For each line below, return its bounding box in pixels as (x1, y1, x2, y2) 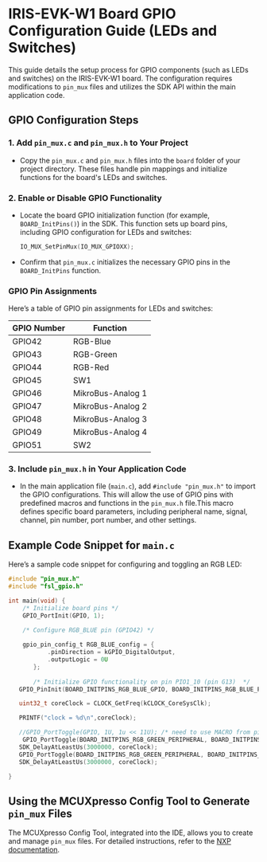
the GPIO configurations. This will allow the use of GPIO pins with (19, 490, 234, 500)
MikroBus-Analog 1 (72, 388, 148, 399)
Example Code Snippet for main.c (8, 539, 175, 552)
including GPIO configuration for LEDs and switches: (19, 227, 192, 237)
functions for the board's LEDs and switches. (19, 172, 168, 182)
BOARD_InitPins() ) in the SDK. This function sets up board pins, (19, 218, 228, 228)
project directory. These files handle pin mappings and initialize (19, 164, 228, 174)
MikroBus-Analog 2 (72, 401, 148, 412)
